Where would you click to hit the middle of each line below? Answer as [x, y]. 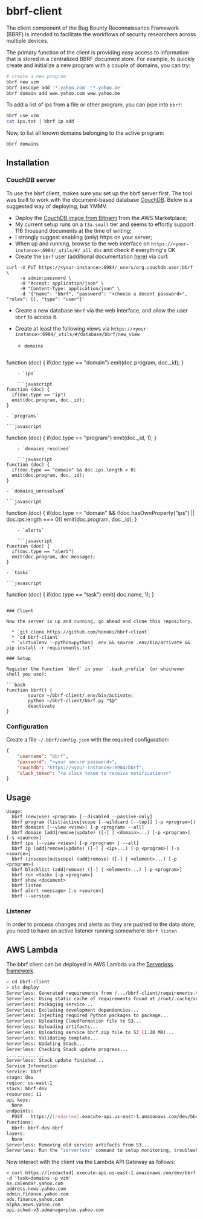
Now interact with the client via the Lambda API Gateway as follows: [91, 1162]
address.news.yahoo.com [36, 1189]
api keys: [19, 1100]
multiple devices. [27, 40]
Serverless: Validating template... [52, 1038]
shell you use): [27, 674]
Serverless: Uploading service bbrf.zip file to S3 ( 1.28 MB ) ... [90, 1033]
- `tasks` [19, 572]
